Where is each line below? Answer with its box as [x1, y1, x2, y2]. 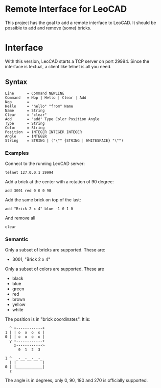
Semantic [5, 236, 28, 243]
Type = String [5, 121, 45, 126]
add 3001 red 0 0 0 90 [5, 188, 51, 193]
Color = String [5, 125, 45, 130]
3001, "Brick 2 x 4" [12, 256, 50, 262]
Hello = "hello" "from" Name [5, 104, 73, 109]
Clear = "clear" [5, 112, 47, 117]
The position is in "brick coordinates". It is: [5, 316, 91, 322]
